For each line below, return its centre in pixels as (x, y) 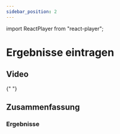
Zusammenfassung (43, 107)
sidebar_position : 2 (32, 12)
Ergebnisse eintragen (60, 52)
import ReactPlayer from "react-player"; (55, 28)
